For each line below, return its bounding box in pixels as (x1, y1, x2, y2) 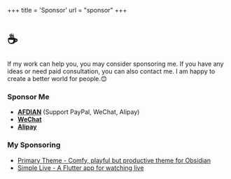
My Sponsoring (7, 140, 61, 150)
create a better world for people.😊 (7, 74, 107, 83)
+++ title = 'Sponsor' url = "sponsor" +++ (7, 6, 127, 14)
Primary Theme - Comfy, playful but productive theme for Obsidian (17, 156, 211, 164)
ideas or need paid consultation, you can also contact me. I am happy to (7, 66, 216, 76)
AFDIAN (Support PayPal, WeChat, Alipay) (17, 108, 140, 116)
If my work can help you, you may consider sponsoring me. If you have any (7, 59, 224, 68)
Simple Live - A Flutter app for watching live (17, 164, 144, 172)
